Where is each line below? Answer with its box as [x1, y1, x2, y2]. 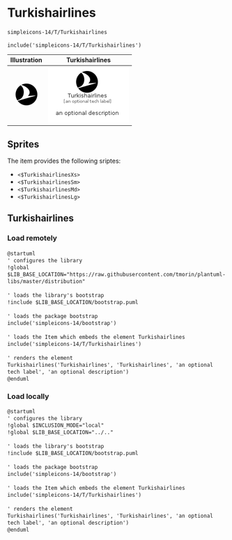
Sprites [7, 138, 40, 150]
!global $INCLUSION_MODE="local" [7, 422, 105, 429]
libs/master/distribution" [7, 278, 86, 285]
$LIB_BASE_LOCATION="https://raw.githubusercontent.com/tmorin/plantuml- [7, 271, 226, 278]
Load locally [7, 391, 49, 401]
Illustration [10, 56, 43, 64]
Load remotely [7, 233, 58, 243]
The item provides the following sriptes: [7, 157, 121, 165]
